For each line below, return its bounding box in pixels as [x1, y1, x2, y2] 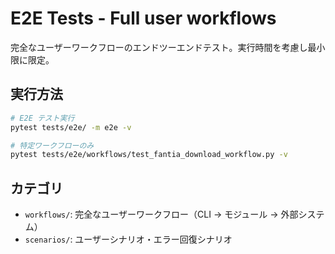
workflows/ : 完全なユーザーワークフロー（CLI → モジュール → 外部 [24, 208, 299, 221]
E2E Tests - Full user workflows [10, 7, 277, 30]
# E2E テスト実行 [10, 113, 75, 123]
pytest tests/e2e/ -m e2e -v [10, 122, 132, 132]
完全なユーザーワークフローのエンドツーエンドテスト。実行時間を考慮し [10, 41, 308, 53]
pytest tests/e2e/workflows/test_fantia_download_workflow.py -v [10, 150, 288, 160]
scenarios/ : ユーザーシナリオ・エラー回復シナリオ [24, 233, 233, 246]
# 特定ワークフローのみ [10, 140, 95, 151]
